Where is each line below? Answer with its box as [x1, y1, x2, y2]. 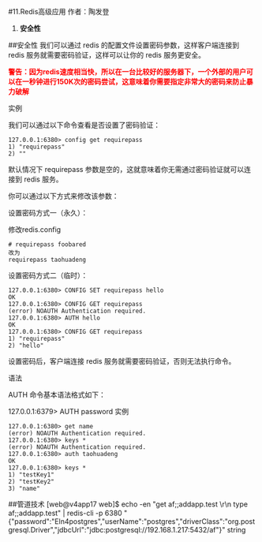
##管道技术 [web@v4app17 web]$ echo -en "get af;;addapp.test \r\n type [8, 499, 249, 509]
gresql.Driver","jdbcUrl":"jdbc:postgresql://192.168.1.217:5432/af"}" [8, 525, 226, 534]
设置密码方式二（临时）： [8, 271, 88, 280]
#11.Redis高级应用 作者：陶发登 [8, 7, 110, 16]
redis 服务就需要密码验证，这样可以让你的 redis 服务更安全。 [8, 50, 205, 59]
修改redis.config [8, 225, 62, 234]
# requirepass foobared [8, 241, 87, 249]
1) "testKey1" [8, 471, 55, 479]
